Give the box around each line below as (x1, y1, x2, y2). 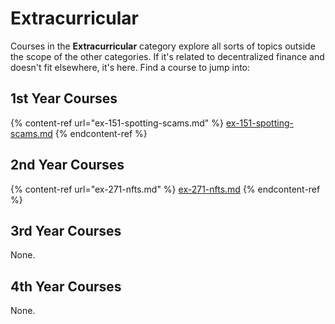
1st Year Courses (10, 90, 118, 107)
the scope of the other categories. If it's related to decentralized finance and (10, 50, 325, 62)
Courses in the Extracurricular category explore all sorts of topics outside (10, 40, 316, 52)
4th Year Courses (10, 278, 122, 295)
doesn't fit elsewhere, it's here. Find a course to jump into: (10, 61, 251, 73)
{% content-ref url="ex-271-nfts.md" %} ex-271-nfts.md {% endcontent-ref (10, 183, 321, 195)
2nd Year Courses (10, 157, 125, 174)
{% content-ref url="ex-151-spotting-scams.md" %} (10, 117, 225, 129)
